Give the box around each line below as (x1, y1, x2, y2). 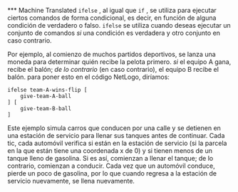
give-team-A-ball (20, 92, 72, 100)
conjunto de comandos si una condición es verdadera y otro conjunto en (7, 28, 221, 37)
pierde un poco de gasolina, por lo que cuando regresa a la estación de (7, 169, 217, 177)
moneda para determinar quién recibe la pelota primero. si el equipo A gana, (7, 58, 232, 66)
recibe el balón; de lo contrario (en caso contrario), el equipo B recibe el (7, 65, 219, 73)
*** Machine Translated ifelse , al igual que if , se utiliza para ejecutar (7, 6, 217, 14)
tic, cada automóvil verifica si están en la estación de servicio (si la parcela (7, 139, 227, 147)
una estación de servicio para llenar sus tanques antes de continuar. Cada (7, 132, 225, 139)
